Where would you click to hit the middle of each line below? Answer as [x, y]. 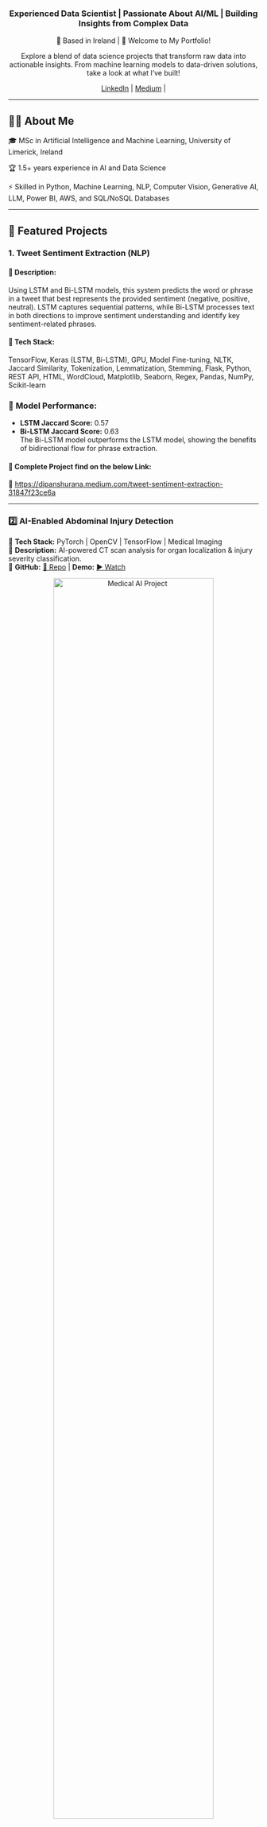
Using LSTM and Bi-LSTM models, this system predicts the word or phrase [131, 290]
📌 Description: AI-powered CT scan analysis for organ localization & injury [130, 550]
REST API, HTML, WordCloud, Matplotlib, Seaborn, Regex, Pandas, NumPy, [131, 376]
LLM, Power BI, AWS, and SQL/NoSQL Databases [89, 198]
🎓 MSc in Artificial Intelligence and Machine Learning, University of [120, 141]
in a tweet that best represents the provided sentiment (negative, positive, [129, 298]
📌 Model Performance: [52, 406]
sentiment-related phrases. [52, 324]
